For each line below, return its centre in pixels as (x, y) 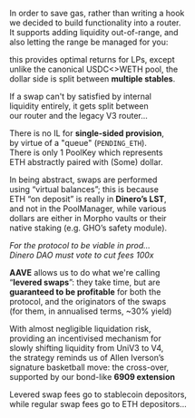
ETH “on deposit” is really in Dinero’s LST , (88, 199)
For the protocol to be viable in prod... (80, 245)
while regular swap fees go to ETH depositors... (98, 404)
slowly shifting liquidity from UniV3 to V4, (87, 348)
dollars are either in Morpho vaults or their (88, 218)
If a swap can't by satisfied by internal (81, 96)
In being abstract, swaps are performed (83, 180)
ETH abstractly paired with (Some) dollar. (86, 162)
